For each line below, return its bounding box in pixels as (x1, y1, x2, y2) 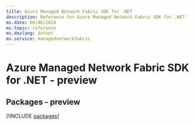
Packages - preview (6, 97, 80, 107)
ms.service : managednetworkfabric (6, 36, 91, 42)
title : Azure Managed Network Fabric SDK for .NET (6, 8, 133, 15)
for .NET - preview (6, 74, 97, 87)
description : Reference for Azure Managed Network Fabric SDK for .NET (6, 14, 185, 20)
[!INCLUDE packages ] (6, 113, 59, 119)
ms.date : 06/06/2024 (6, 19, 57, 25)
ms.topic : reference (6, 25, 57, 31)
